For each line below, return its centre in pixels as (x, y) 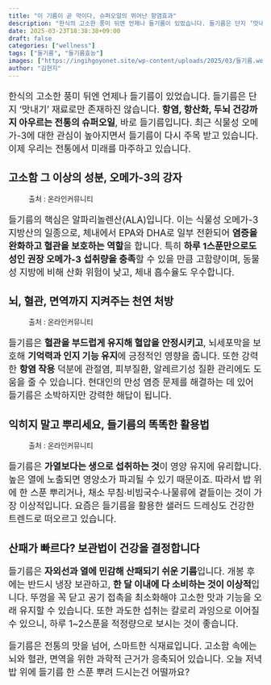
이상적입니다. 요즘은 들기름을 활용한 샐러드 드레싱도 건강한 (137, 506)
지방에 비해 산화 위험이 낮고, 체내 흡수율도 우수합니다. (127, 272)
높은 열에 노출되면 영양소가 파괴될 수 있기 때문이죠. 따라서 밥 (130, 480)
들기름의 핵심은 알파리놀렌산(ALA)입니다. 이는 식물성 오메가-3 (133, 220)
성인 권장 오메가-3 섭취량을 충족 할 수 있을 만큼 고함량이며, (124, 259)
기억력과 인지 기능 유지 (73, 356)
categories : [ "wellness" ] (52, 46)
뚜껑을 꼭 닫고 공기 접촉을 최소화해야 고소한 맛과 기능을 (141, 597)
